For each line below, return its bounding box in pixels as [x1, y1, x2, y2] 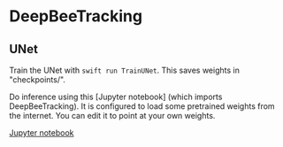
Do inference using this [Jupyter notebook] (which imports [9, 91, 223, 102]
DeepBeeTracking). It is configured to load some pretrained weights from [9, 101, 276, 112]
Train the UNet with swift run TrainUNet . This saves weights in [9, 65, 241, 75]
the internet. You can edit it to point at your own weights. [9, 111, 216, 120]
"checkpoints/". [9, 74, 66, 85]
